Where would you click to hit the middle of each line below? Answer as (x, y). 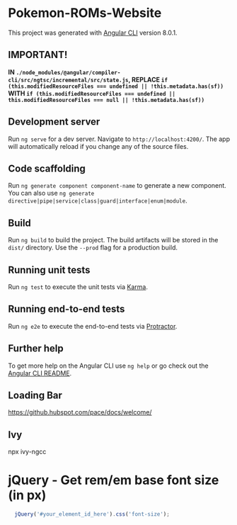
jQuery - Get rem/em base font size (114, 480)
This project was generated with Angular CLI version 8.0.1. (93, 33)
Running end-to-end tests (67, 309)
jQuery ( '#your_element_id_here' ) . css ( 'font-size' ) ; (92, 514)
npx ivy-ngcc (27, 452)
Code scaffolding (47, 168)
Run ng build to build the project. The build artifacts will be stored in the (113, 240)
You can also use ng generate (51, 193)
